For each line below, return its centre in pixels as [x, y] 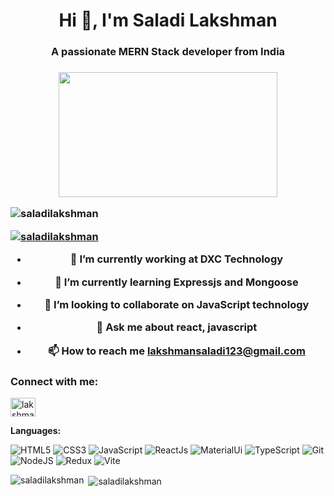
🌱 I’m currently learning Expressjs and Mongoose [176, 282]
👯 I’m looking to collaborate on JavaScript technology [177, 304]
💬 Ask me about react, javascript [177, 327]
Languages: [36, 430]
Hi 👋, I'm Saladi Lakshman [168, 20]
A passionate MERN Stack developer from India [168, 52]
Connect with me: [54, 381]
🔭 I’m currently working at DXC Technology [176, 259]
